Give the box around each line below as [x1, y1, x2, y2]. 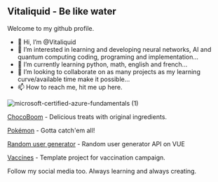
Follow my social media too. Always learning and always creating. [7, 167, 197, 175]
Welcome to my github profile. [7, 24, 95, 32]
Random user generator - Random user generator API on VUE [7, 139, 186, 148]
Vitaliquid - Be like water [7, 6, 117, 17]
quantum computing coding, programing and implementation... [17, 52, 198, 61]
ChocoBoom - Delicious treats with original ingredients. [7, 112, 167, 121]
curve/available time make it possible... [17, 75, 130, 83]
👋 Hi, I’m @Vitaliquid [17, 38, 76, 46]
